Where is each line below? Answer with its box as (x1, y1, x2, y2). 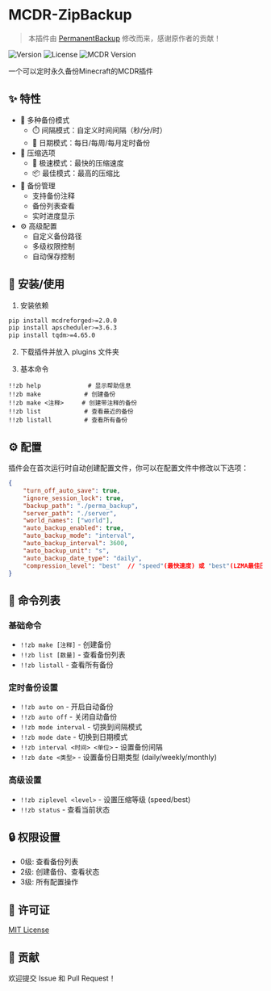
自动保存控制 (31, 251, 75, 261)
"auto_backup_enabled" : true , (23, 524, 125, 532)
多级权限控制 (31, 241, 75, 251)
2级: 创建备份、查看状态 (19, 867, 100, 877)
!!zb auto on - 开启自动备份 (19, 702, 115, 712)
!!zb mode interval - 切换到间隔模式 (19, 722, 143, 732)
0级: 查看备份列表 (19, 857, 79, 867)
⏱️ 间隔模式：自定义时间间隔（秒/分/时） (31, 125, 167, 135)
